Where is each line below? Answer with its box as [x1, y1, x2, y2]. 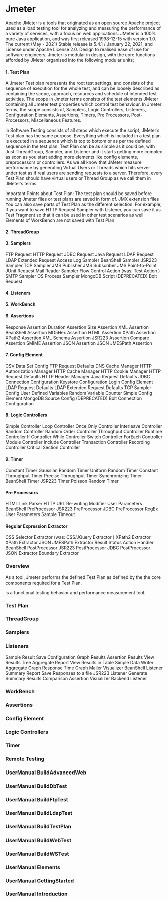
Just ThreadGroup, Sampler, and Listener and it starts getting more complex [5, 149, 162, 155]
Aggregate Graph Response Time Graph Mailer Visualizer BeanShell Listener [5, 665, 163, 671]
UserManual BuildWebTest [5, 836, 72, 844]
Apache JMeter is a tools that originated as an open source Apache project [5, 20, 160, 26]
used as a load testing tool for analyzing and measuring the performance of [5, 25, 161, 31]
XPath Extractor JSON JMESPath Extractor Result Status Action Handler [5, 540, 154, 546]
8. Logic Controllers [5, 412, 48, 418]
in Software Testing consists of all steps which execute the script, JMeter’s [5, 127, 160, 134]
